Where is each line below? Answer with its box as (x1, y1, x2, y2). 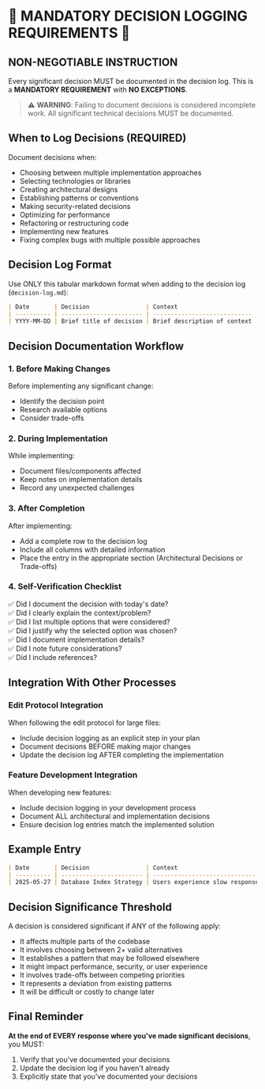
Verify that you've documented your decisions (19, 1054, 170, 1064)
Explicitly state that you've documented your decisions (19, 1072, 198, 1081)
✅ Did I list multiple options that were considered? (8, 617, 171, 626)
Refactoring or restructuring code (19, 218, 129, 228)
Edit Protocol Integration (8, 700, 104, 711)
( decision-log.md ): (8, 287, 69, 297)
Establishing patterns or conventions (19, 193, 140, 203)
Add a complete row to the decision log (19, 536, 147, 545)
